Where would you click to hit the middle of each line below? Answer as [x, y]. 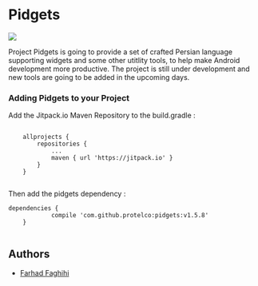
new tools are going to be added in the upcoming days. [99, 77]
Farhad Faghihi [44, 273]
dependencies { [34, 209]
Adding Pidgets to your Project [69, 97]
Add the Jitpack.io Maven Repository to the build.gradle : [102, 115]
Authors [29, 254]
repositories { [62, 144]
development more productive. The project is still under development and [129, 69]
